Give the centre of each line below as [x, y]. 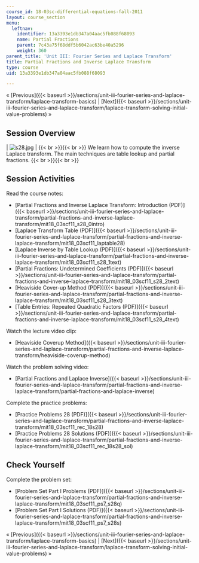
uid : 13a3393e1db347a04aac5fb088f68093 [56, 73]
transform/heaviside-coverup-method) [62, 355]
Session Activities [41, 179]
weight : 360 [32, 51]
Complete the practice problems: [47, 403]
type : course [22, 67]
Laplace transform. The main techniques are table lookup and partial [91, 154]
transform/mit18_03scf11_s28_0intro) [60, 224]
